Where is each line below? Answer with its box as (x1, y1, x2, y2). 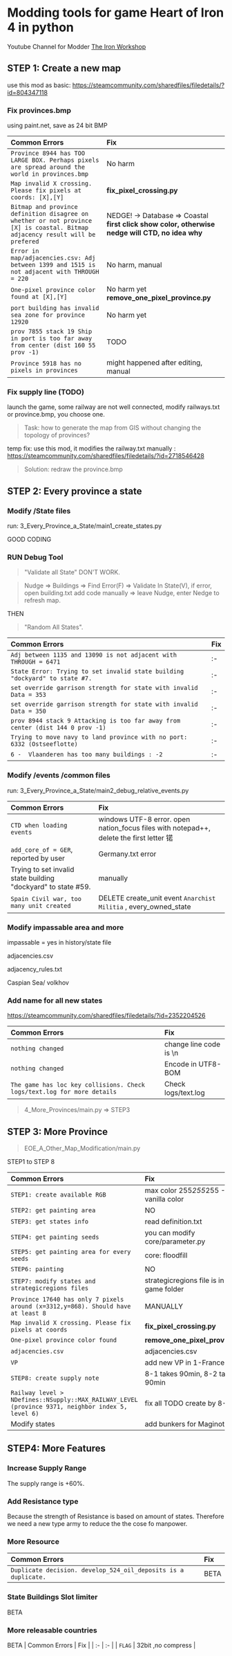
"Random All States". (23, 623, 84, 631)
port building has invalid (10, 304, 99, 312)
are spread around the (10, 163, 85, 171)
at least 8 (10, 1309, 46, 1318)
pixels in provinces (10, 367, 78, 374)
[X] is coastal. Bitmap (10, 224, 89, 232)
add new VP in (144, 1358, 192, 1367)
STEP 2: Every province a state (7, 485, 143, 497)
